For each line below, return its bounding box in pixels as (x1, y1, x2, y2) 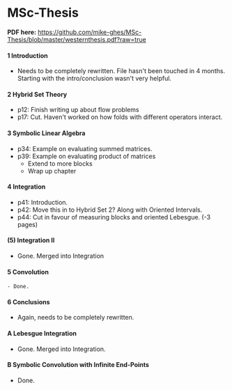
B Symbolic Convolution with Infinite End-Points (7, 361, 150, 369)
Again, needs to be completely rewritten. (17, 313, 134, 322)
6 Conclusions (7, 297, 50, 306)
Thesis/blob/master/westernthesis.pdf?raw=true (7, 35, 146, 43)
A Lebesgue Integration (7, 329, 77, 337)
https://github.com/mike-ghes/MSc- (38, 28, 142, 36)
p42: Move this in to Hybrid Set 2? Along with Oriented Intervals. (17, 205, 203, 214)
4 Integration (7, 182, 46, 191)
